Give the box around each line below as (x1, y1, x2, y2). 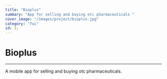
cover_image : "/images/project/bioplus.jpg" (5, 16, 99, 21)
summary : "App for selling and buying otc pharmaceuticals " (5, 12, 135, 17)
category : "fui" (5, 21, 39, 26)
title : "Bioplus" (5, 7, 41, 12)
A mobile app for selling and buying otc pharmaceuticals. (5, 68, 122, 75)
